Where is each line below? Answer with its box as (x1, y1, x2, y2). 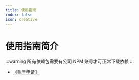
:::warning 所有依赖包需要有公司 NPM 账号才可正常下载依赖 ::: (5, 58, 134, 64)
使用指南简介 (5, 40, 59, 52)
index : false (5, 12, 33, 17)
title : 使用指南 (5, 7, 37, 13)
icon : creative (5, 17, 38, 22)
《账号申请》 (12, 69, 40, 75)
